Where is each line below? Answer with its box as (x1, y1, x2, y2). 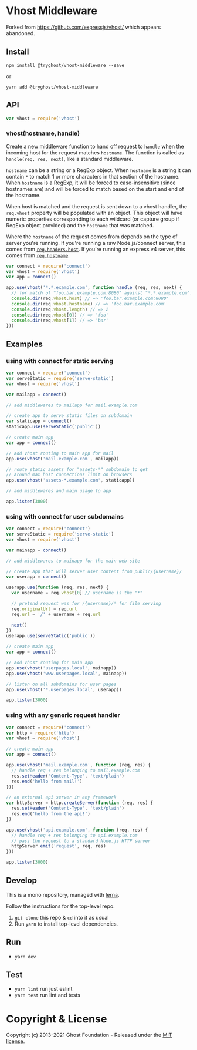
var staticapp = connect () (6, 418, 72, 424)
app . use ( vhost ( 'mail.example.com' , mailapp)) (6, 456, 119, 462)
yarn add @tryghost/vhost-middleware (6, 84, 98, 90)
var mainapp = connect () (6, 547, 67, 553)
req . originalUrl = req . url (11, 606, 77, 612)
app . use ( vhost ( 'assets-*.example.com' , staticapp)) (6, 477, 135, 483)
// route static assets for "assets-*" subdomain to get (6, 466, 148, 472)
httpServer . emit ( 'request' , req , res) (11, 843, 107, 849)
